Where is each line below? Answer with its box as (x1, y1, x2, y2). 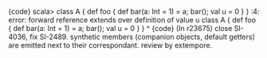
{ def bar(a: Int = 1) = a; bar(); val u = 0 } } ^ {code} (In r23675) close (8, 24, 233, 33)
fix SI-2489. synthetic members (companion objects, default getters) (29, 32, 255, 41)
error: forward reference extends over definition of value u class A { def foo (8, 15, 257, 25)
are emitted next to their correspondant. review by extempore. (8, 41, 213, 50)
